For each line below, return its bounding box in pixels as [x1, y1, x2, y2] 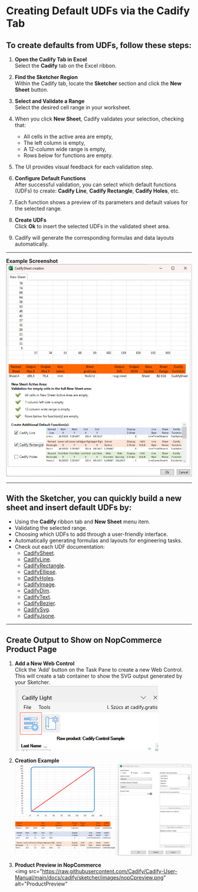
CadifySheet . [23, 549, 55, 556]
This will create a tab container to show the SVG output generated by [14, 672, 183, 680]
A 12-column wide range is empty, [23, 146, 107, 152]
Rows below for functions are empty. [23, 152, 113, 159]
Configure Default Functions [14, 175, 87, 181]
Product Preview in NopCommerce [14, 861, 101, 869]
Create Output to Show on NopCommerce [6, 635, 162, 645]
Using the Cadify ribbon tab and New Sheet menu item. [14, 518, 150, 525]
